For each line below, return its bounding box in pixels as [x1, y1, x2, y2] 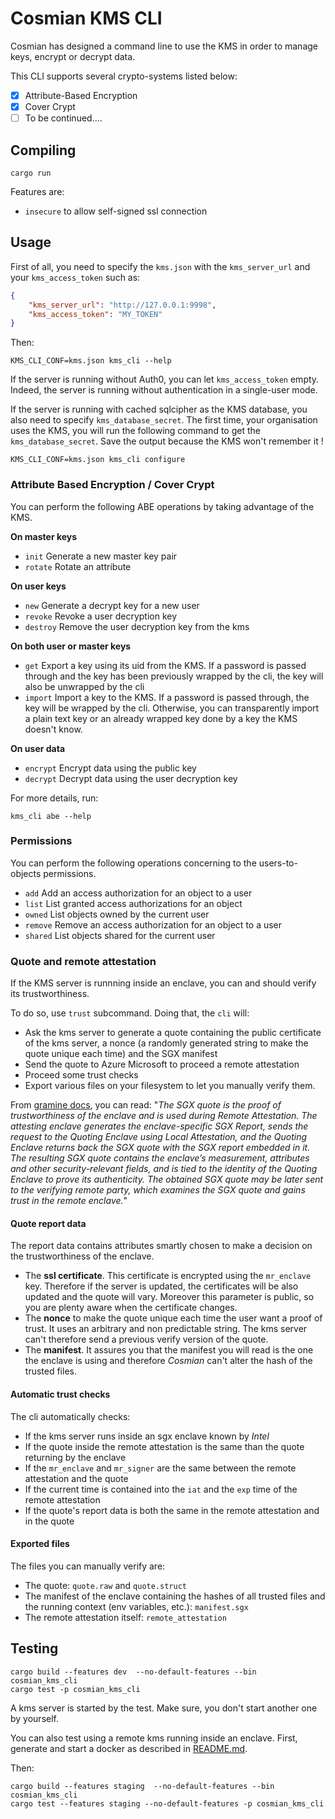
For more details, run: [10, 792, 99, 804]
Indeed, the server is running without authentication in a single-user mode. [10, 384, 318, 396]
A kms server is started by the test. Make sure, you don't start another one [10, 1702, 318, 1714]
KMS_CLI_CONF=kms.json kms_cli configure [10, 455, 186, 465]
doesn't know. [24, 723, 83, 735]
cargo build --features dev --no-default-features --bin [10, 1667, 257, 1677]
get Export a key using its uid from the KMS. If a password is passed [24, 659, 307, 671]
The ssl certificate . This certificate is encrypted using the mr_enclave [24, 1270, 312, 1282]
